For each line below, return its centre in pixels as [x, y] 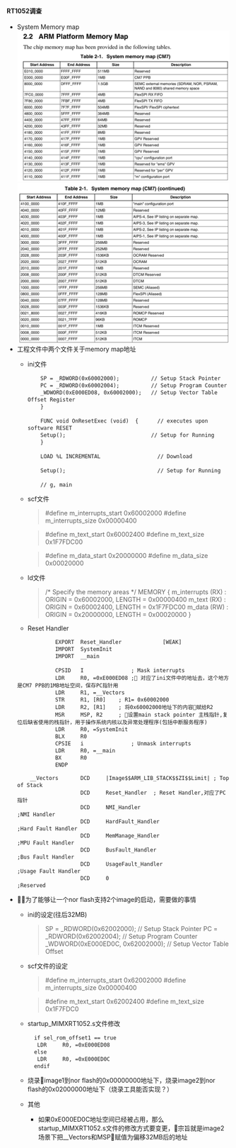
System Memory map [48, 27]
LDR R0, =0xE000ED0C [73, 1059]
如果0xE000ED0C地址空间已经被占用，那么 [101, 1119]
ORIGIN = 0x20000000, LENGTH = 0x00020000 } [118, 614]
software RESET [49, 428]
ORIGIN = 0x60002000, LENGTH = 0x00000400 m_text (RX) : [135, 599]
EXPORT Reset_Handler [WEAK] [118, 642]
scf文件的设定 [48, 966]
